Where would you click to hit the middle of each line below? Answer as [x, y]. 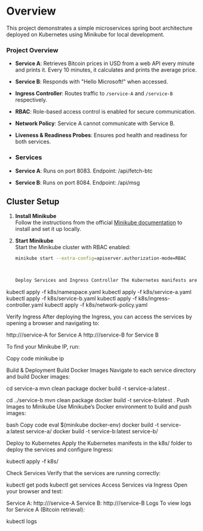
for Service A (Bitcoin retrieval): [45, 509]
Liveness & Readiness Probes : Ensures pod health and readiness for [101, 135]
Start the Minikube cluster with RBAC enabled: [73, 247]
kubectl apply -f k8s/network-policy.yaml [96, 304]
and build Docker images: [38, 376]
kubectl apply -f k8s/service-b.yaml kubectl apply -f [72, 298]
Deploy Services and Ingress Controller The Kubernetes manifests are [106, 281]
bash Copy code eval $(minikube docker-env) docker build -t [83, 425]
